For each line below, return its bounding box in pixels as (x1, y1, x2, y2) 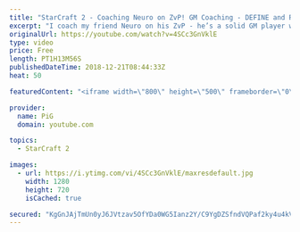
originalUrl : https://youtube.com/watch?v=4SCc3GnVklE (9, 29, 218, 38)
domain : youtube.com (17, 120, 94, 129)
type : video (9, 37, 54, 47)
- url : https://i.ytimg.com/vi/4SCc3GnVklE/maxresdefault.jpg (17, 169, 254, 178)
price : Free (9, 46, 54, 55)
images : (9, 161, 38, 170)
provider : (9, 104, 46, 112)
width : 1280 (25, 177, 70, 186)
